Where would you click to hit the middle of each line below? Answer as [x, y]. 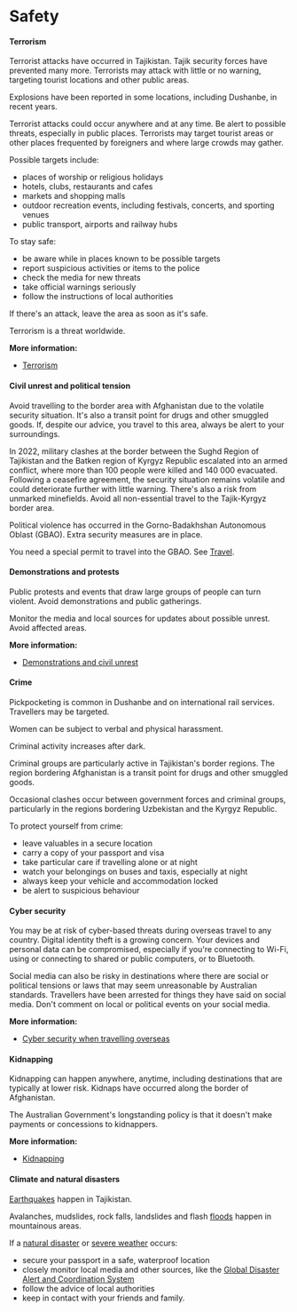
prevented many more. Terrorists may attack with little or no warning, [135, 71]
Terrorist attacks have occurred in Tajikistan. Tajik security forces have [138, 61]
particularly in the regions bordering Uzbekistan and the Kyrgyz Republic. [143, 809]
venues [35, 215]
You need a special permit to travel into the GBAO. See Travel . [122, 552]
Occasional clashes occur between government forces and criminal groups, [148, 799]
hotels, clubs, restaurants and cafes [87, 187]
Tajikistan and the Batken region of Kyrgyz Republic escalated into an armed [148, 460]
